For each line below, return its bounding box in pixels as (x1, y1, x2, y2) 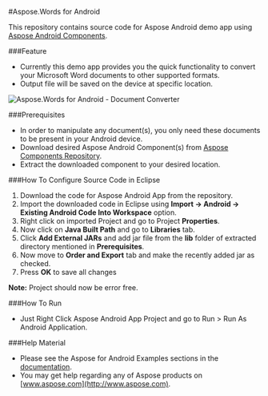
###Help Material (8, 338, 66, 347)
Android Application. (19, 322, 88, 332)
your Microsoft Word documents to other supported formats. (19, 71, 220, 79)
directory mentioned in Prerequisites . (19, 242, 145, 251)
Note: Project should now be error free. (8, 283, 138, 292)
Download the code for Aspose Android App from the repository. (19, 191, 234, 200)
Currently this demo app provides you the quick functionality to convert (19, 62, 256, 71)
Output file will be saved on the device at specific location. (19, 79, 214, 88)
